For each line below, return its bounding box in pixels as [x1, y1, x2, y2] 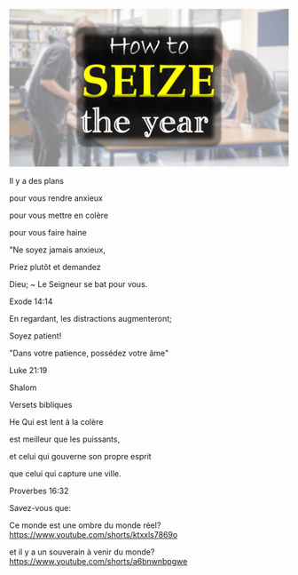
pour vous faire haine [9, 227, 87, 237]
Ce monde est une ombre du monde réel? [9, 520, 161, 531]
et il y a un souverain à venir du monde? [9, 547, 155, 557]
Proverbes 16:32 [9, 485, 69, 496]
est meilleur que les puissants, [9, 434, 121, 444]
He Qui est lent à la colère [9, 416, 104, 427]
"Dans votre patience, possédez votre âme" [9, 347, 169, 358]
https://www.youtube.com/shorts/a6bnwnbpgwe [9, 555, 188, 566]
